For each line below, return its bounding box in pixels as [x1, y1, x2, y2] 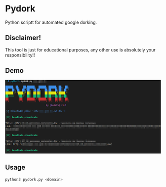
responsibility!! [5, 52, 36, 58]
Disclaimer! [5, 34, 41, 42]
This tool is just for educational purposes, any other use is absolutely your [5, 47, 156, 52]
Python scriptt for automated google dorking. [5, 19, 97, 25]
